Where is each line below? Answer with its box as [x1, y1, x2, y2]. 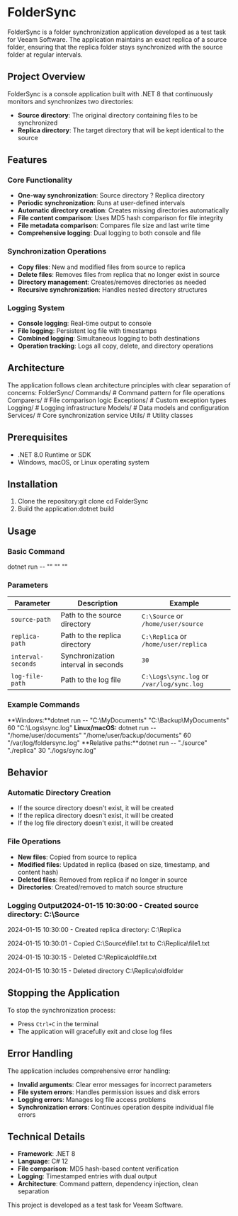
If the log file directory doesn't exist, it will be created [17, 819, 174, 827]
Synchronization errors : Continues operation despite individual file [17, 1103, 215, 1111]
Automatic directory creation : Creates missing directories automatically [17, 206, 229, 215]
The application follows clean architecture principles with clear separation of [7, 380, 231, 390]
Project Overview [7, 71, 86, 83]
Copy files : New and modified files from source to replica [17, 263, 186, 271]
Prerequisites [7, 431, 68, 443]
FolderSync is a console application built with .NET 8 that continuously [7, 89, 213, 98]
